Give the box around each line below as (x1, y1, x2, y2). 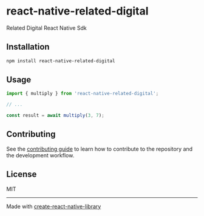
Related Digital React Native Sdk (6, 24, 87, 31)
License (6, 169, 37, 180)
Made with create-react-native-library (6, 203, 101, 210)
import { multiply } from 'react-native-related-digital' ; (6, 91, 159, 97)
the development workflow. (6, 151, 75, 159)
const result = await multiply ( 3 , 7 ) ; (6, 113, 104, 119)
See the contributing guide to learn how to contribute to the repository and (6, 145, 193, 152)
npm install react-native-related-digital (6, 57, 115, 64)
